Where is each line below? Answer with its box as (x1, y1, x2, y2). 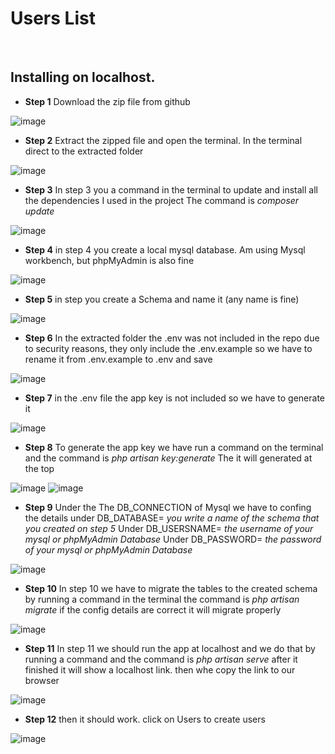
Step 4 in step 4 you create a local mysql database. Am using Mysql (24, 243, 306, 256)
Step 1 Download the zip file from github (24, 95, 191, 107)
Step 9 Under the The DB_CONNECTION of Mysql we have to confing (24, 501, 312, 513)
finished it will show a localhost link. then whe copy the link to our (24, 663, 296, 676)
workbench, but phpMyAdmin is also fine (24, 254, 195, 266)
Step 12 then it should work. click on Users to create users (24, 713, 266, 725)
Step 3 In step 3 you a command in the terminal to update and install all (24, 183, 318, 196)
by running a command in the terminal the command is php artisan (24, 593, 300, 605)
